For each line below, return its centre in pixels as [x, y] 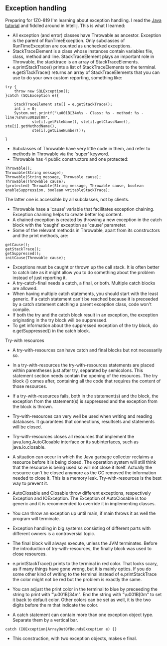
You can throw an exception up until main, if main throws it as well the [84, 513]
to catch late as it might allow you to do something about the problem [83, 272]
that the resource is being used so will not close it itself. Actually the [82, 467]
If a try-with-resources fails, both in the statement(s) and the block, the [85, 396]
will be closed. [27, 427]
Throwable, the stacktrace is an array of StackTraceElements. [76, 61]
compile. [21, 310]
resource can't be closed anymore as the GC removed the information [84, 473]
